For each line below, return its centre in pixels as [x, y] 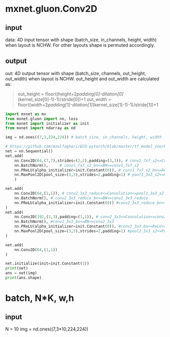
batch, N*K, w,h [40, 298]
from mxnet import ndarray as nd [40, 128]
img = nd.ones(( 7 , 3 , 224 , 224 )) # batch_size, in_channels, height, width [83, 138]
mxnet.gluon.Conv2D [51, 9]
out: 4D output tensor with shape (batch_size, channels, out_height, [76, 73]
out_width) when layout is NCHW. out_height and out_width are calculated [82, 79]
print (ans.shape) [24, 278]
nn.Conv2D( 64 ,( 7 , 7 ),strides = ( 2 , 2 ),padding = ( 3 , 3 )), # [71, 160]
